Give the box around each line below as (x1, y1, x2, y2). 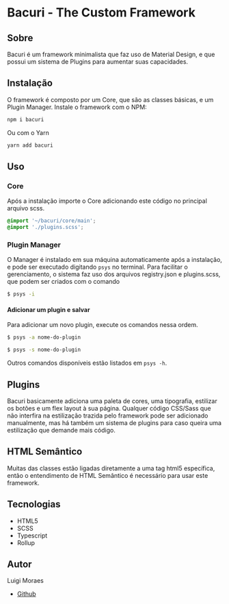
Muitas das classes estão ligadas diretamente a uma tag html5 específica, (7, 464, 215, 472)
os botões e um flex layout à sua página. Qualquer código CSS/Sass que (7, 404, 211, 412)
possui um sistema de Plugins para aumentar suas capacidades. (7, 58, 189, 66)
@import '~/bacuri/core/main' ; (7, 217, 96, 224)
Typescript (16, 531, 48, 540)
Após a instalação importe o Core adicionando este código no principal (7, 197, 207, 205)
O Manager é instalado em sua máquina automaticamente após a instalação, (7, 256, 222, 264)
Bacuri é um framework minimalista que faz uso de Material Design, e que (7, 50, 215, 58)
